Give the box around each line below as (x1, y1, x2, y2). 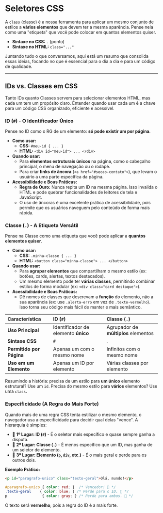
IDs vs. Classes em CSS (5, 82, 78, 90)
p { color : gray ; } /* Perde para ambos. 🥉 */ (5, 494, 133, 498)
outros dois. (12, 457, 36, 463)
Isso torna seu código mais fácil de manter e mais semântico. (19, 304, 142, 310)
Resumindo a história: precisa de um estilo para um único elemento (5, 378, 140, 384)
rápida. (19, 210, 34, 216)
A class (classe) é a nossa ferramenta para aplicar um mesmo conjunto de (5, 19, 154, 25)
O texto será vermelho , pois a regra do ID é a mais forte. (5, 502, 118, 508)
